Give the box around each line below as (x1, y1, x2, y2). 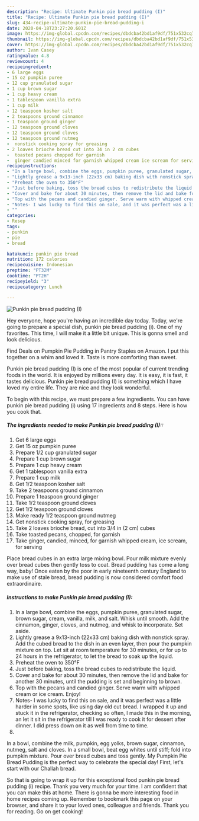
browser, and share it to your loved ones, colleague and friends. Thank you (6, 801, 190, 809)
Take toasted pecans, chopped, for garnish (15, 531, 120, 538)
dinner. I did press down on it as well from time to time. (15, 722, 149, 729)
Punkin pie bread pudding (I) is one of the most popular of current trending (6, 365, 189, 372)
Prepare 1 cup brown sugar (15, 455, 81, 462)
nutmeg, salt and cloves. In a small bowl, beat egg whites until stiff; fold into (6, 746, 191, 753)
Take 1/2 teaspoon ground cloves (15, 499, 96, 507)
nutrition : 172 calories (6, 256, 68, 263)
